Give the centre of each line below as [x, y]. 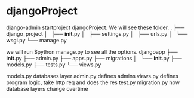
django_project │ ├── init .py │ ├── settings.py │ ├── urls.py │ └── [97, 33]
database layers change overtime [47, 88]
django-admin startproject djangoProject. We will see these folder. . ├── [96, 27]
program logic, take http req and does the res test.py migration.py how [93, 82]
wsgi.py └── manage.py [36, 40]
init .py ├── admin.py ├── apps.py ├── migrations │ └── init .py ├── [94, 58]
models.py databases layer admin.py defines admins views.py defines [93, 76]
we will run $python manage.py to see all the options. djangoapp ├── [92, 51]
